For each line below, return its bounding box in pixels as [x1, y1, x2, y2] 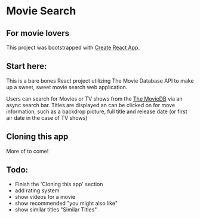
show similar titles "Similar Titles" [14, 206, 97, 213]
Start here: [6, 61, 47, 71]
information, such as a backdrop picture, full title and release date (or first [6, 108, 187, 115]
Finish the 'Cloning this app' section [14, 181, 103, 188]
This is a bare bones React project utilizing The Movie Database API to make [6, 77, 194, 84]
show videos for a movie [14, 193, 76, 201]
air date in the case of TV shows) [6, 114, 88, 121]
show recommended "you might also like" [14, 199, 118, 207]
